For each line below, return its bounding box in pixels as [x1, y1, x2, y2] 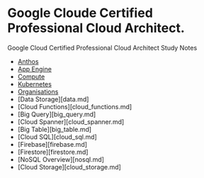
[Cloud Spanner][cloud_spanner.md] [17, 117, 125, 126]
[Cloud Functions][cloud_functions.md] [17, 102, 132, 111]
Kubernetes [17, 79, 52, 88]
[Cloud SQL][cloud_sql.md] [17, 133, 97, 141]
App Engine [17, 65, 52, 73]
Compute [17, 72, 45, 81]
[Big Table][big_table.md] [17, 125, 92, 133]
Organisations [17, 87, 59, 96]
